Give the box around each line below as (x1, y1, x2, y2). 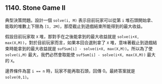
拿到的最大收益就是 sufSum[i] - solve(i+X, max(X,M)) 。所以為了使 (18, 45, 153, 51)
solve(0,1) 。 (5, 74, 32, 80)
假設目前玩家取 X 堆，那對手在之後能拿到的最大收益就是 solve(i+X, (5, 33, 140, 39)
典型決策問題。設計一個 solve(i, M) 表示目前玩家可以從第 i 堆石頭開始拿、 (5, 17, 156, 23)
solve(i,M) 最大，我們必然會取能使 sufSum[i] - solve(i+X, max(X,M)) (5, 52, 146, 57)
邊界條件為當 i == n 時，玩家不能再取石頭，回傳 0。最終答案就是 (5, 68, 135, 74)
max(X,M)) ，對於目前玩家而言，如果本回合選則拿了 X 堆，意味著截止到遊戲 (5, 40, 153, 45)
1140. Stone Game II (5, 4, 66, 12)
